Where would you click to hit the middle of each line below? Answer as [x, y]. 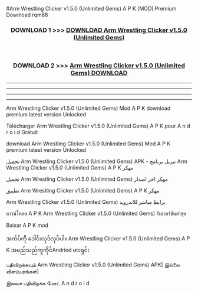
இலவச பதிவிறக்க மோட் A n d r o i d [48, 283]
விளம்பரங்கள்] [23, 271]
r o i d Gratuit [22, 132]
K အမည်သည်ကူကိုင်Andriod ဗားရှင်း [48, 250]
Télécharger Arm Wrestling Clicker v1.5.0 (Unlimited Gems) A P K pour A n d [98, 126]
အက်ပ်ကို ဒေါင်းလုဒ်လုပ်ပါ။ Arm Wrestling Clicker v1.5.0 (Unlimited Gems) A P [98, 238]
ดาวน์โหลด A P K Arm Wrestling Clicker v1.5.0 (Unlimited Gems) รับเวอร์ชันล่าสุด [96, 213]
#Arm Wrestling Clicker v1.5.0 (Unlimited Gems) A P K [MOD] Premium [91, 9]
